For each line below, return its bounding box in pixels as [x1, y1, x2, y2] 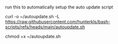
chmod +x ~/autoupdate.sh [5, 34, 61, 39]
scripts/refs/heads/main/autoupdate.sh [5, 24, 85, 30]
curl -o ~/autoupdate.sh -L [5, 14, 60, 19]
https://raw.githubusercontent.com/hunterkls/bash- [5, 19, 111, 24]
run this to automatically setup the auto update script [5, 4, 113, 10]
